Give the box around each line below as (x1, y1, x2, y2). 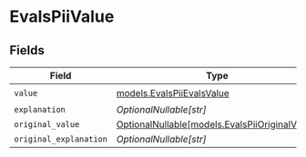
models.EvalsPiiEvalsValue (116, 86, 229, 99)
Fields (9, 43, 46, 58)
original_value (14, 120, 80, 129)
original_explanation (14, 134, 107, 144)
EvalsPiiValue (9, 6, 115, 27)
